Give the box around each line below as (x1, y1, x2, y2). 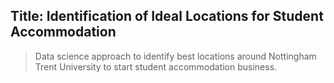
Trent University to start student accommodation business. (34, 60, 278, 73)
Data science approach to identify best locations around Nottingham (34, 50, 317, 62)
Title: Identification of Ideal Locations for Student (10, 8, 324, 25)
